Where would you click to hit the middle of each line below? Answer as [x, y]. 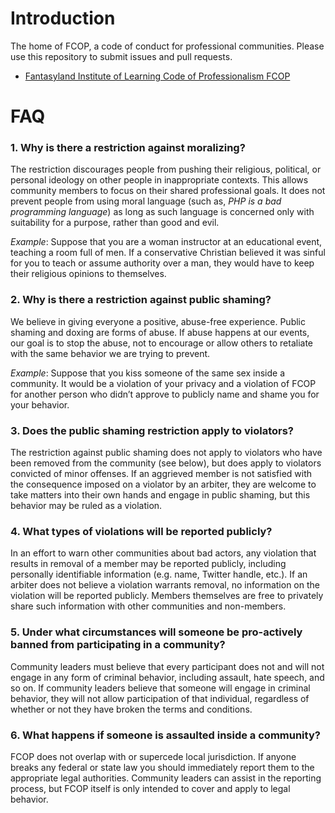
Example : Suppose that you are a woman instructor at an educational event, [166, 242]
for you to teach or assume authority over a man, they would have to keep [162, 263]
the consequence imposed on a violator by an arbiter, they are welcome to [163, 484]
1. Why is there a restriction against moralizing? [128, 148]
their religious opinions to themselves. [88, 274]
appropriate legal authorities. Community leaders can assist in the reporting [166, 778]
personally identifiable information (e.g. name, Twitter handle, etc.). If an [159, 574]
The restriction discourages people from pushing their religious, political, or [166, 169]
